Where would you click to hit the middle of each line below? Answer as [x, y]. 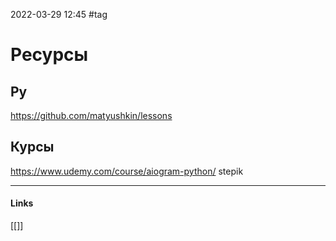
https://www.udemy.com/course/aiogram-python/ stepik [127, 171]
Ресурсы [49, 55]
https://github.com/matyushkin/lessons [91, 115]
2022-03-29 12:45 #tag [59, 14]
